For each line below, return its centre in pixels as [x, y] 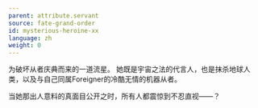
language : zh [30, 38]
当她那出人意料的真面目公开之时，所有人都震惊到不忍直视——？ [114, 96]
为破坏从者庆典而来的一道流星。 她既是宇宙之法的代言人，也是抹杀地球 [126, 70]
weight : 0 [25, 46]
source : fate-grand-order [52, 23]
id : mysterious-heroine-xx [54, 30]
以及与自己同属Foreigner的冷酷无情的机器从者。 [102, 79]
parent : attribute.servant [54, 16]
